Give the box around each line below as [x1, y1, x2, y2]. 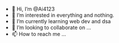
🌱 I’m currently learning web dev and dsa [11, 18, 111, 24]
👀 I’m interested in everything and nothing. [11, 12, 114, 19]
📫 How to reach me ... [11, 31, 66, 37]
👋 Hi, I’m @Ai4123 [11, 6, 55, 12]
